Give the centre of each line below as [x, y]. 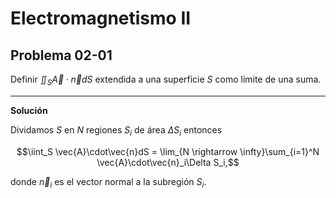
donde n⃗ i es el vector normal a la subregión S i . [108, 182]
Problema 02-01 [61, 55]
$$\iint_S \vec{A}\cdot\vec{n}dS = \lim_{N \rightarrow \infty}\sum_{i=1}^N [168, 151]
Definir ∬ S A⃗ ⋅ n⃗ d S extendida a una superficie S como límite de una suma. [166, 80]
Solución [29, 110]
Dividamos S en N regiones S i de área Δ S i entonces [116, 130]
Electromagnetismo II [101, 18]
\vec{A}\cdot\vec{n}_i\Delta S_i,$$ [168, 162]
